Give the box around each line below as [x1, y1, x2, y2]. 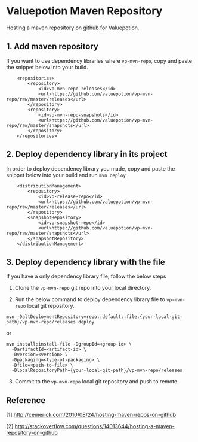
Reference [6, 395, 46, 405]
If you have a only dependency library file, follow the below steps [6, 273, 166, 280]
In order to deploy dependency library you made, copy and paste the [6, 165, 175, 172]
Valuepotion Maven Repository [6, 4, 163, 18]
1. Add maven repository [6, 41, 98, 52]
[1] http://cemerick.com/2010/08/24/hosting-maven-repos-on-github [6, 411, 177, 419]
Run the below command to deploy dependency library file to [14, 296, 165, 303]
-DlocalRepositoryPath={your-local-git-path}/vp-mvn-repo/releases [11, 367, 183, 374]
